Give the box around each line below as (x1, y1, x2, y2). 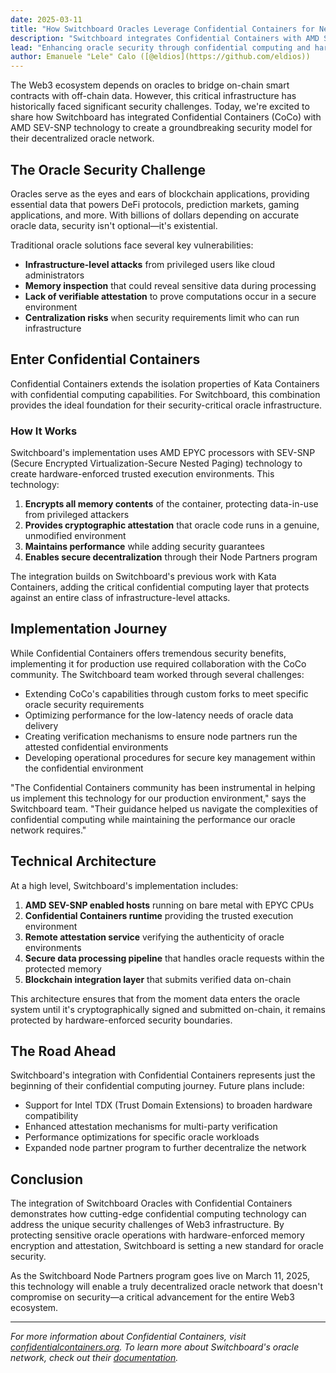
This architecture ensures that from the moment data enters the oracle (10, 992, 301, 1005)
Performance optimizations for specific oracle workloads (24, 1131, 260, 1143)
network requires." (10, 824, 87, 836)
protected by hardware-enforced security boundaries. (10, 1014, 233, 1026)
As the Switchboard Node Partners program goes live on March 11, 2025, (10, 1270, 310, 1282)
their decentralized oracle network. (10, 132, 155, 145)
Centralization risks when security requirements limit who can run (24, 311, 300, 323)
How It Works (10, 424, 78, 438)
